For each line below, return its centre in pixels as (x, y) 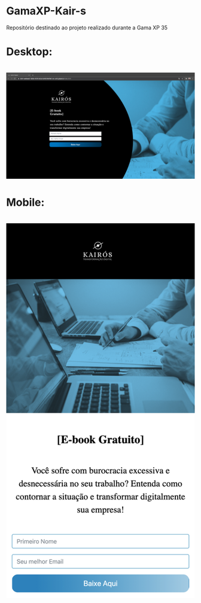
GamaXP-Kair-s (46, 11)
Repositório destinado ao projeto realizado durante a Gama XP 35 (87, 28)
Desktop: (29, 52)
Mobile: (25, 202)
